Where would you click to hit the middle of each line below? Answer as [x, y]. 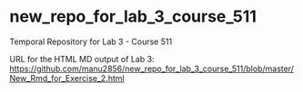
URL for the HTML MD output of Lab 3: [82, 59]
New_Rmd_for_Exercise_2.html [67, 78]
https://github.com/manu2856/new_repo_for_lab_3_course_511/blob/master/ [151, 69]
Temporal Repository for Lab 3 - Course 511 [91, 41]
